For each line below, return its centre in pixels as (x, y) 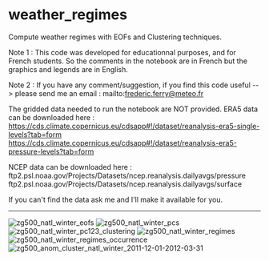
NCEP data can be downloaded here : (70, 167)
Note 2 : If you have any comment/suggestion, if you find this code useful (129, 85)
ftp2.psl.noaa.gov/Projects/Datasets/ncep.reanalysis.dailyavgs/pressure (127, 175)
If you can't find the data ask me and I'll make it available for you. (116, 199)
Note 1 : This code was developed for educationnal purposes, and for (122, 52)
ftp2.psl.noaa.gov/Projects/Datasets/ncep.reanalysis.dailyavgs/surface (125, 184)
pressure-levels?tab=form (51, 151)
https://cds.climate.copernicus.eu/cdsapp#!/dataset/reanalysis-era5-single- (134, 126)
